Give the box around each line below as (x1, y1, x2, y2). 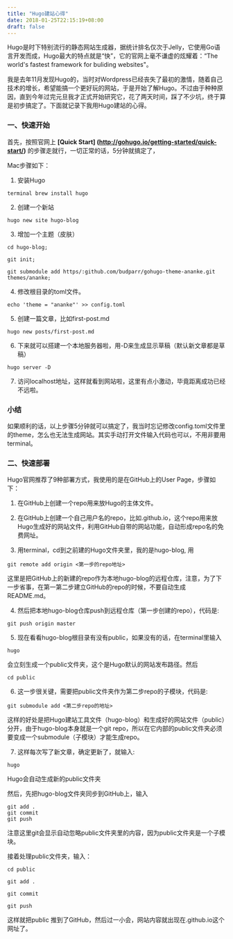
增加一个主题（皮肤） (17, 230, 78, 238)
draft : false (7, 23, 45, 30)
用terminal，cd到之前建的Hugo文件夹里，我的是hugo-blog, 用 (17, 546, 194, 554)
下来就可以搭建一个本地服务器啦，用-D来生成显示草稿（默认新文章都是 (17, 341, 220, 349)
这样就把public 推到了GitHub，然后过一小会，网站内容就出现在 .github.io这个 (7, 916, 225, 924)
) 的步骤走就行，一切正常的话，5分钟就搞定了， (23, 146, 159, 155)
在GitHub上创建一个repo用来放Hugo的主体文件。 (17, 499, 157, 507)
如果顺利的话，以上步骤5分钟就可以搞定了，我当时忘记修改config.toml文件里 (7, 422, 225, 430)
